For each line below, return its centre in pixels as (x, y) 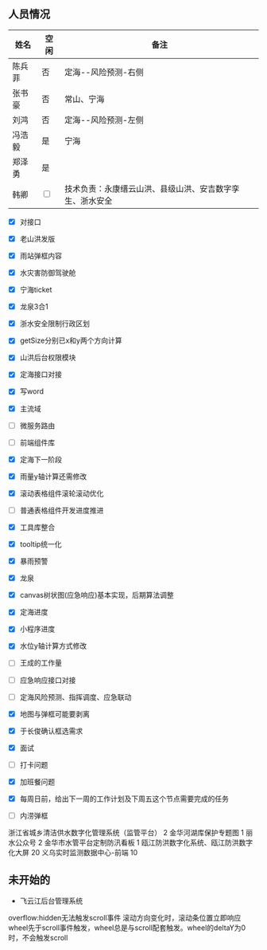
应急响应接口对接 (48, 680)
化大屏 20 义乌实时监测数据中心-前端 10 (73, 853)
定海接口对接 (41, 375)
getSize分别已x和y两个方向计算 (71, 340)
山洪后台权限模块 (48, 358)
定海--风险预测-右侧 (104, 72)
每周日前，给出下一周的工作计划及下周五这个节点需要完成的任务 (124, 799)
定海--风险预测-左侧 (104, 120)
